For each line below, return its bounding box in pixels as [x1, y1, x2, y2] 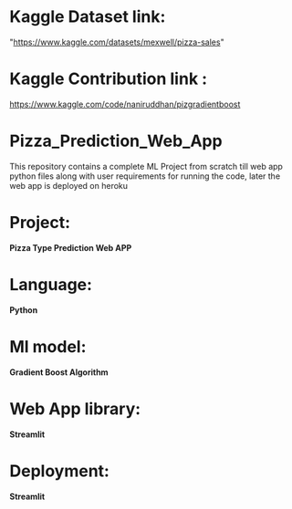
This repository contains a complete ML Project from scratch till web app [9, 161, 283, 171]
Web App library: [9, 399, 141, 419]
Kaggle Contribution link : [9, 68, 208, 89]
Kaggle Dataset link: [9, 6, 166, 27]
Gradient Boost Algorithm [9, 367, 109, 378]
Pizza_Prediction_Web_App [9, 130, 223, 151]
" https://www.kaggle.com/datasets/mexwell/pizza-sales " [9, 36, 225, 47]
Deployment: [9, 461, 109, 481]
